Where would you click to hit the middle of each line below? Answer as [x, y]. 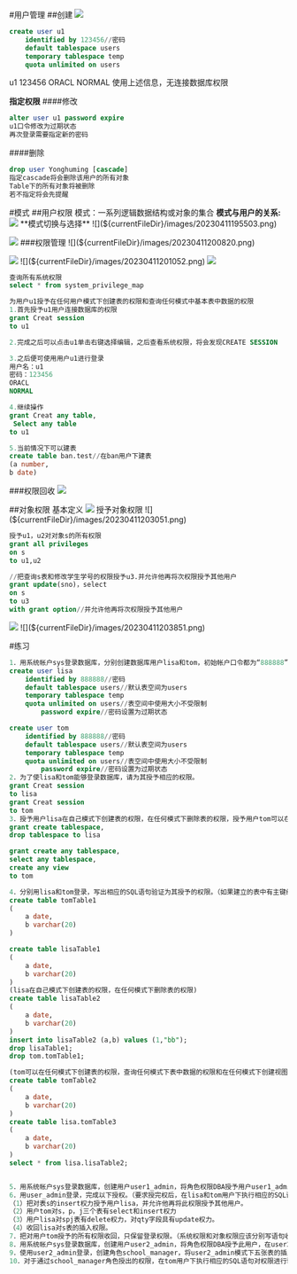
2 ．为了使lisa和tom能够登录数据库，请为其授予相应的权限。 [104, 778]
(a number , [29, 465]
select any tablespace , [53, 860]
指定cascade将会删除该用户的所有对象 [69, 177]
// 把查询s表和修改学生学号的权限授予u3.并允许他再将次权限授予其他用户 [123, 576]
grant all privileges [49, 544]
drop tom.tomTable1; [47, 1056]
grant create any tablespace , [65, 851]
